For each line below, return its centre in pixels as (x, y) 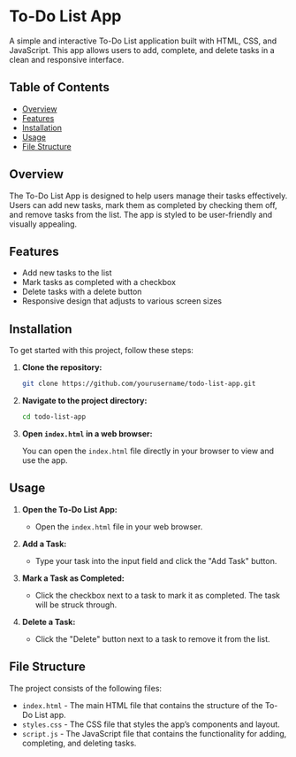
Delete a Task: (49, 622)
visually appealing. (43, 224)
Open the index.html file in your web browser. (119, 526)
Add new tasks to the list (67, 273)
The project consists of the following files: (85, 688)
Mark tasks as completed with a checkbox (99, 282)
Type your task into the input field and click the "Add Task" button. (156, 560)
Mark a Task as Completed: (73, 578)
